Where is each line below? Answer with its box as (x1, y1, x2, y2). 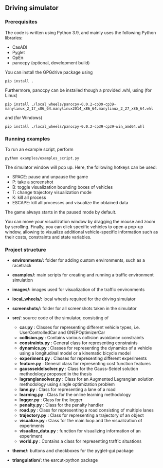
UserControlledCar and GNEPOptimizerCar (19, 330, 106, 335)
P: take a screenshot (12, 179, 54, 185)
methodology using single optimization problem (19, 381, 115, 387)
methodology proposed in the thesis (19, 371, 92, 377)
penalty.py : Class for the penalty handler (19, 402, 104, 408)
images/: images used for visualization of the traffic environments (12, 287, 145, 292)
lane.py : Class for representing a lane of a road (19, 387, 116, 392)
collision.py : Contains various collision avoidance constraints (19, 335, 145, 341)
